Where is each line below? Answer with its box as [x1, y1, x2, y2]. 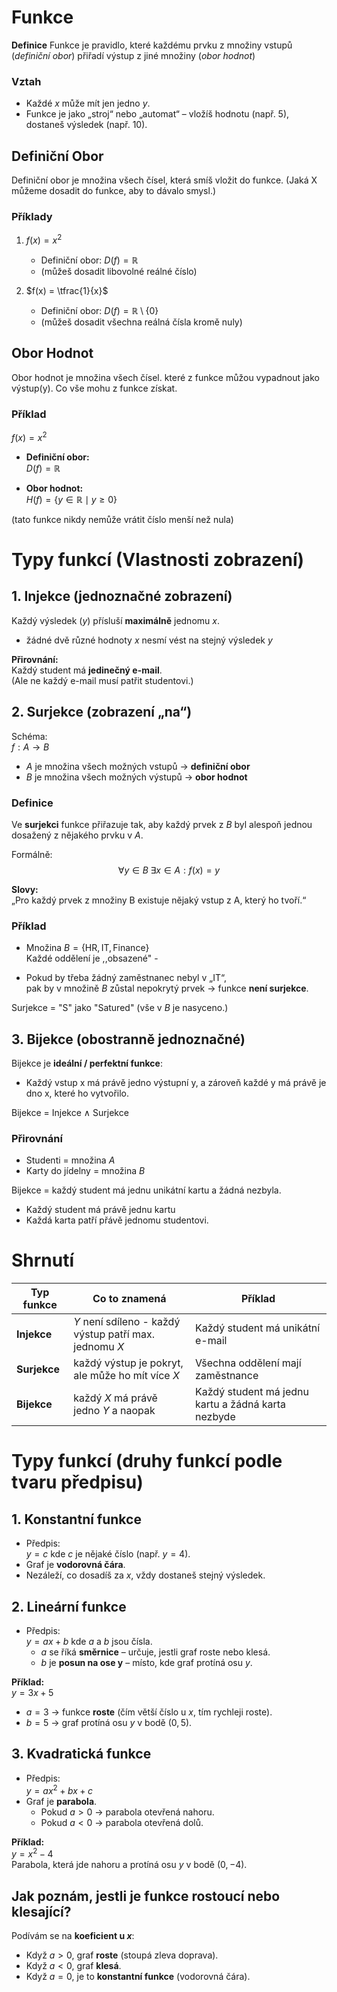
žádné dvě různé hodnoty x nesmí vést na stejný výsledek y [25, 634, 273, 646]
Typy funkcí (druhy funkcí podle [11, 1450, 283, 1473]
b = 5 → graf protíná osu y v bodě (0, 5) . [25, 1717, 193, 1729]
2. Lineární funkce [11, 1598, 127, 1615]
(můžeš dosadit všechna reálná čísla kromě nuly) [40, 316, 243, 328]
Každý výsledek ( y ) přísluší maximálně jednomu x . [11, 614, 220, 626]
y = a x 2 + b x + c [25, 1782, 94, 1796]
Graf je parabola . [25, 1795, 98, 1807]
